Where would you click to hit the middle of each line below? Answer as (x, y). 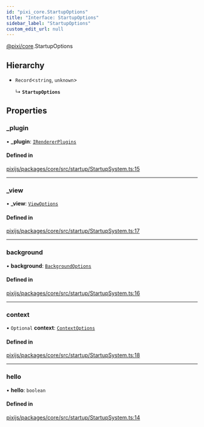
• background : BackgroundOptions (49, 266)
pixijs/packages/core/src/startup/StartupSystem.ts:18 (73, 355)
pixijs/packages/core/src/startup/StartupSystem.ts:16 (73, 293)
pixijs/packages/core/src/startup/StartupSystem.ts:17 (73, 231)
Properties (27, 111)
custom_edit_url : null (35, 29)
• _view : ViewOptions (32, 204)
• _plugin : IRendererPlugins (42, 141)
